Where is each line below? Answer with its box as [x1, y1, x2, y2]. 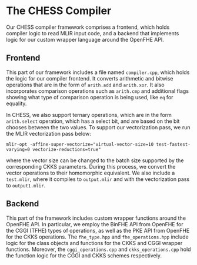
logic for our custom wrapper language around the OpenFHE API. [6, 36, 165, 43]
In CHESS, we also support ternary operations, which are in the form [6, 111, 172, 118]
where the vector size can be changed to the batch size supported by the [6, 157, 184, 164]
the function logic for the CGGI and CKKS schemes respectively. [6, 251, 162, 259]
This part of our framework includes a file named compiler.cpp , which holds [6, 69, 190, 76]
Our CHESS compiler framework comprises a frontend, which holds [6, 24, 170, 31]
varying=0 [6, 146, 31, 152]
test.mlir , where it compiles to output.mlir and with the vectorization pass [6, 175, 190, 183]
